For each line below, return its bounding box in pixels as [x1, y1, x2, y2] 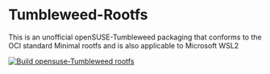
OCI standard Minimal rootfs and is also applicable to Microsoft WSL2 [8, 40, 239, 50]
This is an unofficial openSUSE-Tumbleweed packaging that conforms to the [8, 32, 262, 42]
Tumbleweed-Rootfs [8, 6, 148, 24]
